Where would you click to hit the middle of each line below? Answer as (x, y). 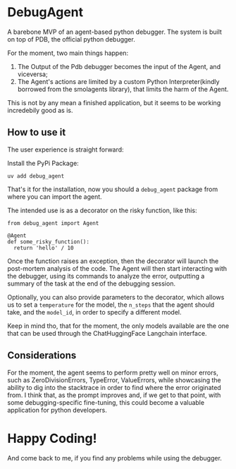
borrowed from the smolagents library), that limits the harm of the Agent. (123, 89)
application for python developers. (57, 410)
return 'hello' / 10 (44, 248)
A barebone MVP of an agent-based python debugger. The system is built (114, 32)
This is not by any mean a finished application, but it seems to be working (114, 102)
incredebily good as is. (40, 110)
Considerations (42, 356)
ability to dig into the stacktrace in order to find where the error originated (114, 387)
